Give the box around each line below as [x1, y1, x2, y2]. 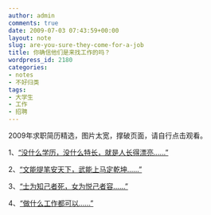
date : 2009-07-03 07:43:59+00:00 [8, 26, 119, 34]
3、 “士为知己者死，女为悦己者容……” [8, 182, 129, 191]
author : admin [8, 11, 56, 20]
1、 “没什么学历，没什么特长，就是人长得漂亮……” [8, 148, 169, 157]
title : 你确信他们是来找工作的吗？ [8, 49, 111, 57]
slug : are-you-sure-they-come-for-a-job [8, 41, 145, 49]
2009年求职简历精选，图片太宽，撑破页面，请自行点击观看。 [8, 131, 207, 140]
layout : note [8, 33, 52, 42]
